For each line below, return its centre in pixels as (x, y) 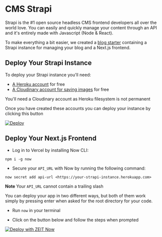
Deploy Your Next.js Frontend (51, 139)
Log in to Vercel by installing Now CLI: (50, 150)
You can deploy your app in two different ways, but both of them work (75, 195)
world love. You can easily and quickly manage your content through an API (81, 27)
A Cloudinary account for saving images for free (61, 89)
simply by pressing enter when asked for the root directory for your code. (79, 201)
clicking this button (24, 113)
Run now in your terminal (36, 210)
